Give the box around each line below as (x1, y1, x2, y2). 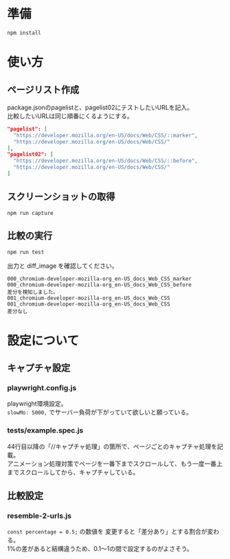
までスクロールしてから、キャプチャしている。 (7, 468, 139, 476)
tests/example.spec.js (7, 426, 84, 435)
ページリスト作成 (7, 84, 80, 95)
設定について (7, 332, 80, 348)
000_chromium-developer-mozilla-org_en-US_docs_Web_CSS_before (7, 281, 192, 288)
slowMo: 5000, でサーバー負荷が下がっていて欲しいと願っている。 (7, 408, 193, 416)
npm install (7, 29, 41, 36)
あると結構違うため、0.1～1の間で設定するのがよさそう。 (33, 545, 194, 553)
